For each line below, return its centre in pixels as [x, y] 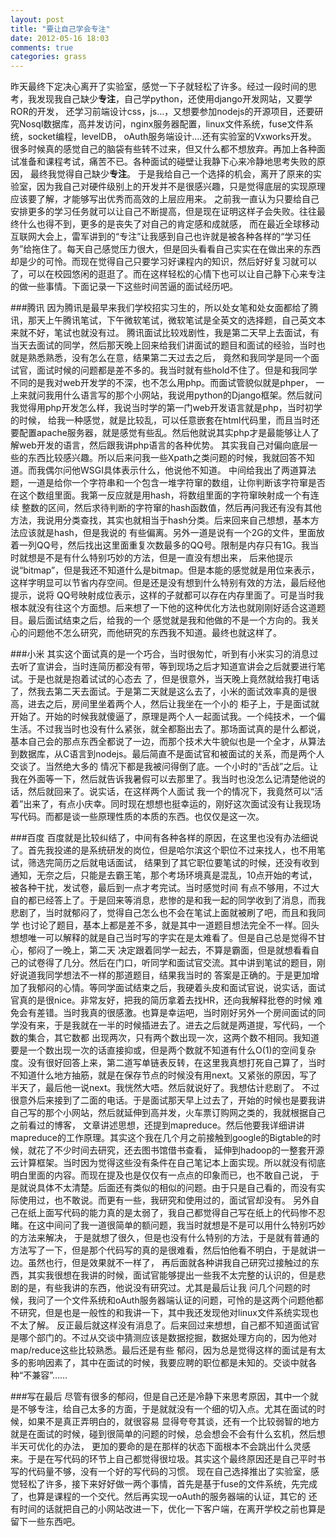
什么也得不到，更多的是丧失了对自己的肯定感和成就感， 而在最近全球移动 [169, 224]
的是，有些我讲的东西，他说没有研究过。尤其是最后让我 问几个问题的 [160, 1288]
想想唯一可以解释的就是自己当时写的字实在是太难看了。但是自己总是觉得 [159, 938]
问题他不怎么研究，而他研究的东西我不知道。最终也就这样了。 [154, 633]
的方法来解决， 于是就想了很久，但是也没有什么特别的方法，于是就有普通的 [165, 1238]
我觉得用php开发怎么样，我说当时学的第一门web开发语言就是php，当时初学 [166, 408]
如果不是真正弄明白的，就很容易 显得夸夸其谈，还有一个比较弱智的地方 [173, 1422]
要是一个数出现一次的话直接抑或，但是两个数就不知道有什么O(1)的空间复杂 [163, 1050]
